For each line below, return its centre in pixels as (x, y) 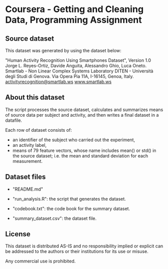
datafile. (14, 120)
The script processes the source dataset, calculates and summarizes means (84, 110)
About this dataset (35, 97)
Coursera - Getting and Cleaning (74, 9)
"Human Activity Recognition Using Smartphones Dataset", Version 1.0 (78, 60)
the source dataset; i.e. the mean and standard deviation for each (80, 156)
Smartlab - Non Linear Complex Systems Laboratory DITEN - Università (79, 71)
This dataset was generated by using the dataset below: (63, 51)
